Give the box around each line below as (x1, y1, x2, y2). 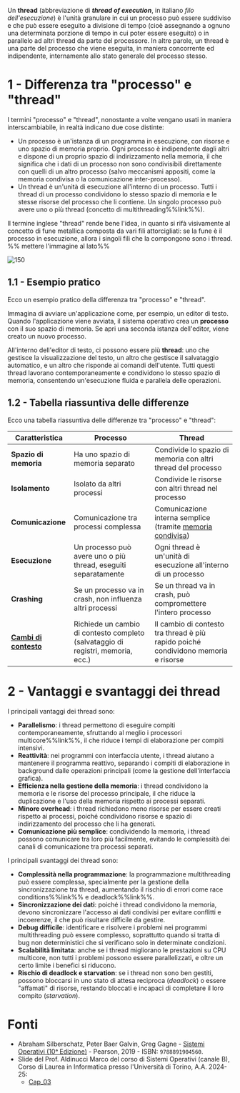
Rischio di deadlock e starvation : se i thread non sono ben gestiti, (17, 968, 214, 977)
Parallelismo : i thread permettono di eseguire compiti (17, 721, 176, 729)
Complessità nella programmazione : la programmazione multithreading (17, 869, 231, 878)
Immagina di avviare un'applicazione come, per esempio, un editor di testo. (7, 309, 229, 317)
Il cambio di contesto (154, 619, 225, 629)
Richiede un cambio (74, 619, 141, 629)
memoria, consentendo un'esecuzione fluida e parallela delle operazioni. (7, 376, 221, 384)
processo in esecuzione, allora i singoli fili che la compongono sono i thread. (7, 234, 233, 242)
